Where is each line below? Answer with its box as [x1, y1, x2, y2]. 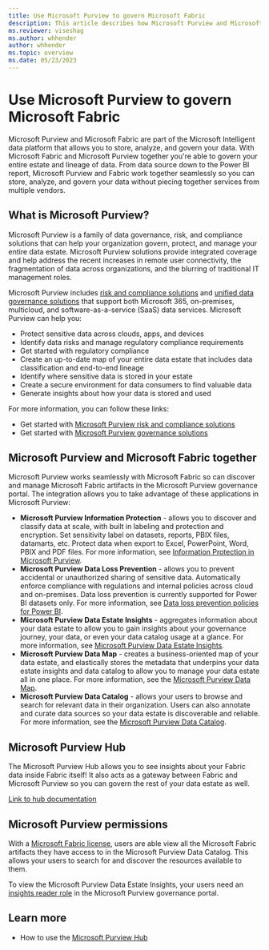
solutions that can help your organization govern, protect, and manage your [8, 238, 258, 248]
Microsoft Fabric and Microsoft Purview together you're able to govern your [8, 151, 258, 161]
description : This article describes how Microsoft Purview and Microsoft [8, 19, 263, 27]
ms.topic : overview [8, 49, 74, 57]
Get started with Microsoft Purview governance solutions [19, 427, 208, 437]
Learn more [8, 912, 67, 925]
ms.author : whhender [8, 34, 78, 42]
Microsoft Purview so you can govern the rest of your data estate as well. [8, 779, 250, 788]
